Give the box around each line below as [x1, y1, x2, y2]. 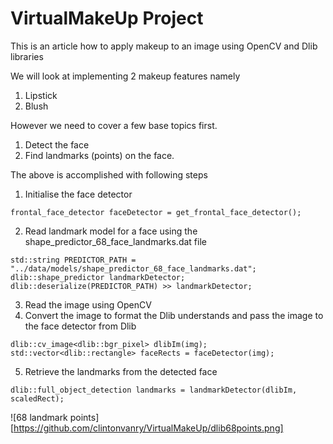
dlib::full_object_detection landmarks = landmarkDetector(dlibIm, [10, 385, 298, 395]
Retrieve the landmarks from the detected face [24, 365, 218, 377]
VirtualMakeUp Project [10, 7, 204, 30]
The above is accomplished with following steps [10, 168, 208, 181]
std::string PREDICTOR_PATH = [10, 255, 137, 265]
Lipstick [24, 89, 58, 101]
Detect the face [24, 138, 90, 151]
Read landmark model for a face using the [24, 225, 198, 237]
